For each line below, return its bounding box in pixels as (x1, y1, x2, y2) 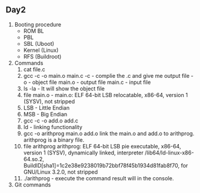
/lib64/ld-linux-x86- (144, 149, 195, 156)
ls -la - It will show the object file (23, 84, 105, 92)
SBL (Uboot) (23, 40, 55, 47)
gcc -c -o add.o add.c (23, 117, 79, 124)
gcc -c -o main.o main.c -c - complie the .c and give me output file (23, 72, 190, 79)
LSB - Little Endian (23, 104, 70, 111)
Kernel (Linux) (23, 46, 59, 54)
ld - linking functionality (23, 123, 83, 130)
